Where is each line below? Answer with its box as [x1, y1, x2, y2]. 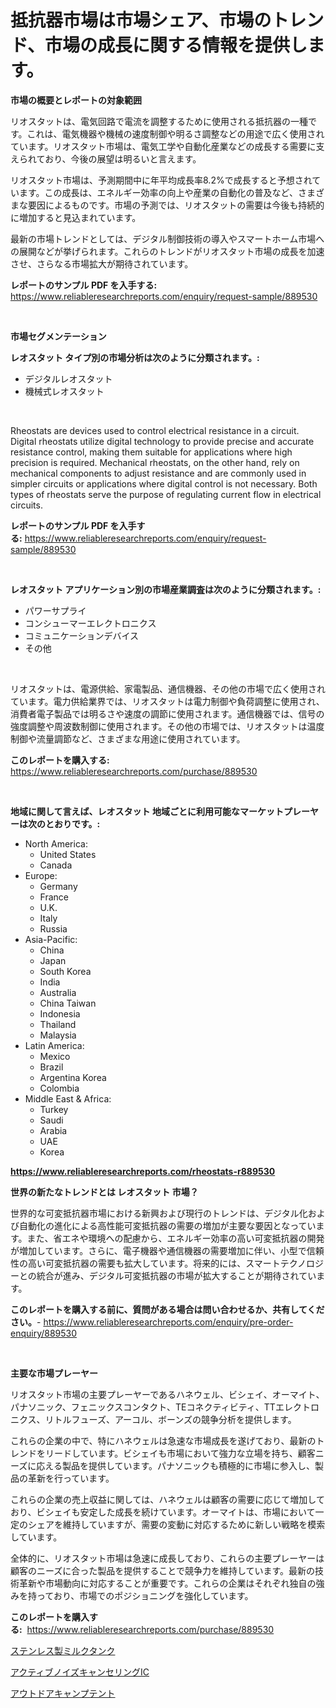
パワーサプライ [24, 604, 87, 616]
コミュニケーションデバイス [24, 629, 140, 641]
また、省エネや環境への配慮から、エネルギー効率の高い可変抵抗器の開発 [26, 1232, 325, 1244]
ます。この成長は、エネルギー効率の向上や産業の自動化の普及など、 [18, 186, 298, 198]
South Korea [39, 965, 92, 977]
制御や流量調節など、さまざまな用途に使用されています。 [10, 732, 246, 745]
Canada [39, 859, 73, 871]
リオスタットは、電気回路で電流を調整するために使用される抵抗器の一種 [10, 115, 308, 127]
